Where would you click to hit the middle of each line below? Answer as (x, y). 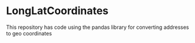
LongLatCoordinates (57, 11)
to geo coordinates (29, 33)
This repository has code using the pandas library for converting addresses (98, 27)
